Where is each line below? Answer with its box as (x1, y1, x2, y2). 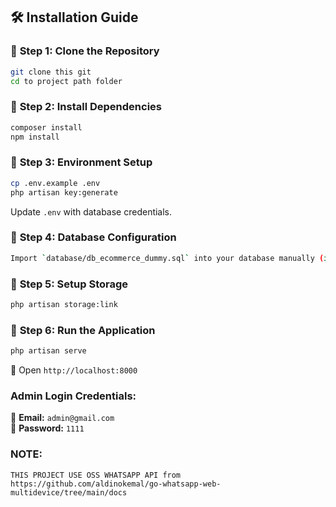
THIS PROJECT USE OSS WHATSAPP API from (10, 470, 182, 480)
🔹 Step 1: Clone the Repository (10, 44, 160, 58)
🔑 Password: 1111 (10, 422, 85, 434)
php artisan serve (10, 346, 87, 356)
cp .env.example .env (10, 178, 101, 188)
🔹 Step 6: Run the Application (10, 323, 156, 337)
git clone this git (10, 67, 92, 77)
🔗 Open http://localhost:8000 (10, 364, 138, 376)
